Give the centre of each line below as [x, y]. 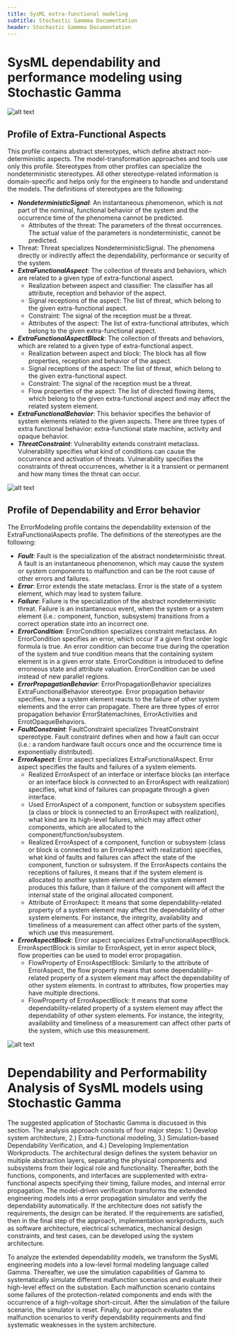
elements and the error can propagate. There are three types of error [118, 706]
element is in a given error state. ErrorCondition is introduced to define [121, 661]
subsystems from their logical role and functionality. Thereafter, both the [113, 1168]
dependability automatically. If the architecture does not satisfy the [105, 1206]
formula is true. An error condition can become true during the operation [123, 646]
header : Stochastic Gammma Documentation [69, 27]
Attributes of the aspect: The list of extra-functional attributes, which [128, 323]
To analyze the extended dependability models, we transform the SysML [113, 1257]
